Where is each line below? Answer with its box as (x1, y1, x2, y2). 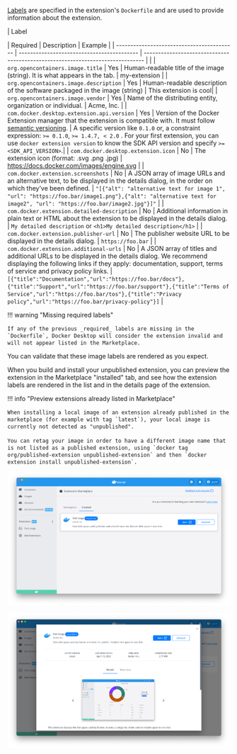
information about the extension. (7, 13, 103, 22)
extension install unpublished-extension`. (7, 458, 138, 466)
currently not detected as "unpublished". (7, 423, 134, 430)
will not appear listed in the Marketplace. (7, 339, 141, 347)
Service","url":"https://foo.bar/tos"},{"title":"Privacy (7, 291, 182, 298)
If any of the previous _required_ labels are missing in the (7, 325, 195, 332)
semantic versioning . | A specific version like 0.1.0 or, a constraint (7, 124, 200, 132)
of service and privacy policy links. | (7, 267, 113, 275)
